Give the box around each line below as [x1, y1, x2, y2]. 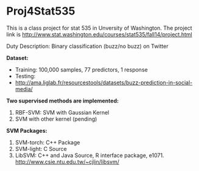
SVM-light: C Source [15, 145, 67, 152]
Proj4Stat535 [6, 4, 75, 18]
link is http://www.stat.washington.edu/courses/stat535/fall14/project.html [6, 30, 193, 38]
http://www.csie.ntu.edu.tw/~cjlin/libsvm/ [15, 158, 120, 165]
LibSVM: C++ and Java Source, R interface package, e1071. [15, 152, 164, 159]
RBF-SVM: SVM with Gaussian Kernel [15, 109, 110, 116]
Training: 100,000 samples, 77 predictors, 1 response [15, 65, 148, 73]
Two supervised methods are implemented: [6, 97, 119, 104]
